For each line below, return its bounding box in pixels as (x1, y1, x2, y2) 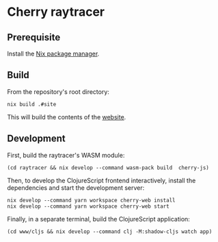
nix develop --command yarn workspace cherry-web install (7, 197, 176, 204)
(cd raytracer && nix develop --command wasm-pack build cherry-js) (7, 164, 210, 171)
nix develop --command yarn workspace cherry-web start (7, 203, 169, 210)
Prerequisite (7, 32, 61, 43)
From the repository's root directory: (7, 87, 109, 96)
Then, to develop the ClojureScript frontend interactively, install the (7, 176, 196, 184)
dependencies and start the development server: (7, 183, 145, 192)
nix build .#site (7, 101, 57, 108)
